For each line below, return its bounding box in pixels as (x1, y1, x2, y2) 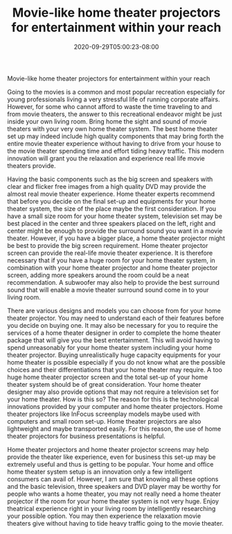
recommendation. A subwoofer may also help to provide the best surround (7, 278, 220, 286)
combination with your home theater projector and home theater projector (7, 263, 218, 272)
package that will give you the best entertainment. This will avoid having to (7, 335, 220, 344)
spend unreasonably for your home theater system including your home (7, 343, 213, 351)
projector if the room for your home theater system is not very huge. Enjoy (7, 497, 220, 505)
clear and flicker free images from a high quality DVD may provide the (7, 182, 206, 190)
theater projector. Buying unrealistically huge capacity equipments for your (7, 351, 221, 359)
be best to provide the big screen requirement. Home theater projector (7, 241, 208, 249)
